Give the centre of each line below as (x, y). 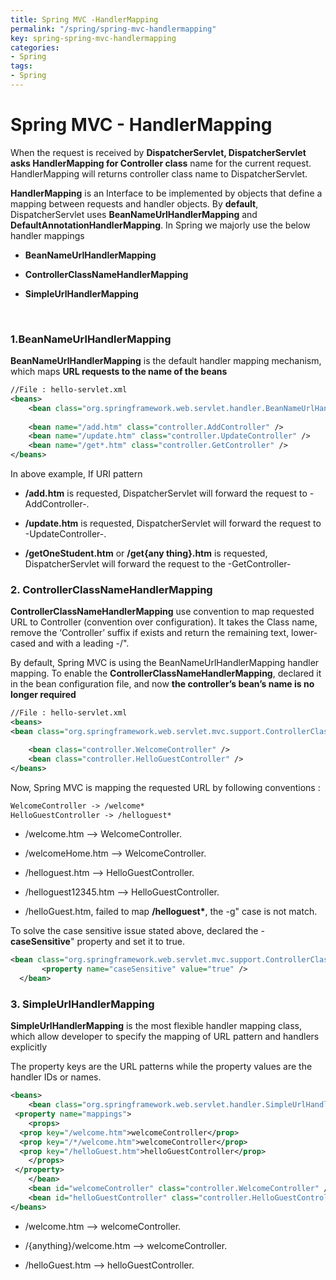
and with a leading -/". (84, 643)
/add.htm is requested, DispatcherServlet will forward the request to (166, 493)
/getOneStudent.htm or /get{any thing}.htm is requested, (146, 553)
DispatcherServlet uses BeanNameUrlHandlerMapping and (134, 214)
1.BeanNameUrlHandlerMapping (91, 339)
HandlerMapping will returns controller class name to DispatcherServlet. (159, 173)
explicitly (29, 1047)
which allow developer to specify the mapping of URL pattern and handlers (165, 1037)
